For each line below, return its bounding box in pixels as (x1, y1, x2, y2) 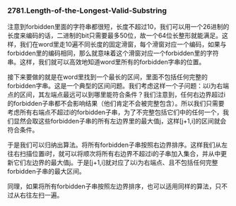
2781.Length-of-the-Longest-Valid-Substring (7, 6, 167, 16)
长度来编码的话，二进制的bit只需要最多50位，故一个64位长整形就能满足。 (7, 31, 223, 40)
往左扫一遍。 (25, 191, 64, 200)
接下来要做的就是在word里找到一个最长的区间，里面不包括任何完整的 (7, 73, 208, 81)
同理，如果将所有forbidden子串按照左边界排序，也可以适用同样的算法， (7, 182, 216, 190)
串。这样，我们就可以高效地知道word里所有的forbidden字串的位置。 (7, 58, 206, 66)
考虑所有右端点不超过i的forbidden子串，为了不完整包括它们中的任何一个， (7, 108, 223, 116)
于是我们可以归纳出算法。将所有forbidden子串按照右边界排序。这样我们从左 (7, 140, 228, 150)
